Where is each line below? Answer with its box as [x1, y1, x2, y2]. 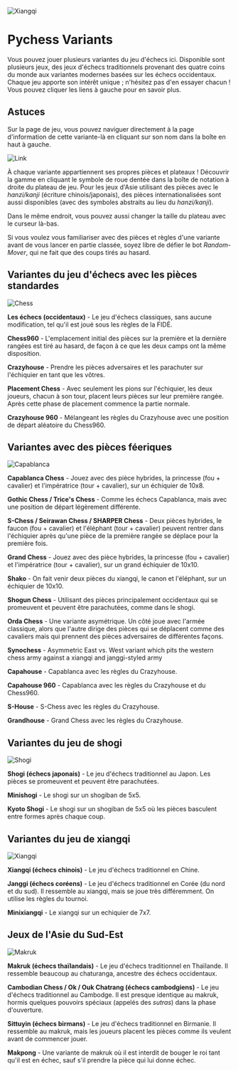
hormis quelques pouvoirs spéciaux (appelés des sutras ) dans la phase [7, 998, 217, 1006]
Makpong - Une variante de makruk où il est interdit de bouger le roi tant [7, 1048, 220, 1057]
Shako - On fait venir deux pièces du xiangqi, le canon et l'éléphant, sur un [7, 574, 227, 583]
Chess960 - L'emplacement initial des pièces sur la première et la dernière [7, 334, 227, 342]
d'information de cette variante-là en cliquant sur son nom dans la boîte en [7, 132, 226, 141]
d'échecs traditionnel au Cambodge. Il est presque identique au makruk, [7, 990, 219, 999]
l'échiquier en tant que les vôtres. [7, 370, 105, 379]
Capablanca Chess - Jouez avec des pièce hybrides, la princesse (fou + [7, 474, 221, 482]
